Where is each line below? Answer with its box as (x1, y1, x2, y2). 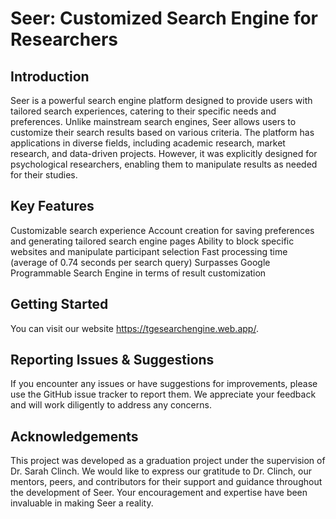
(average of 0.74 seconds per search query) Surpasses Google (10, 256, 271, 268)
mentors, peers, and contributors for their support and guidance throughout (10, 476, 323, 488)
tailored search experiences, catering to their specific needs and (10, 105, 277, 117)
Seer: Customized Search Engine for (10, 7, 319, 30)
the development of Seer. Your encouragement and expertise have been (10, 487, 308, 499)
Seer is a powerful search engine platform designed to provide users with (10, 95, 313, 106)
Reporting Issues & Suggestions (10, 352, 215, 369)
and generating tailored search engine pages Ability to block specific (10, 235, 295, 247)
